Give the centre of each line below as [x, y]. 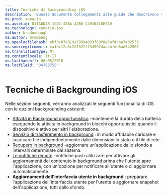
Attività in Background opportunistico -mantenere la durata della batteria [86, 119]
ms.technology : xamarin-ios [34, 28]
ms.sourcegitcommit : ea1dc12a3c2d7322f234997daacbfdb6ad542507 [72, 47]
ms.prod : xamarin [23, 19]
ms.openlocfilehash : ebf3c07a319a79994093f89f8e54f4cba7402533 [72, 42]
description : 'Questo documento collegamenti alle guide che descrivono [82, 14]
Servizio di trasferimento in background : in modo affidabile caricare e [84, 134]
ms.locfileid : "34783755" [32, 65]
